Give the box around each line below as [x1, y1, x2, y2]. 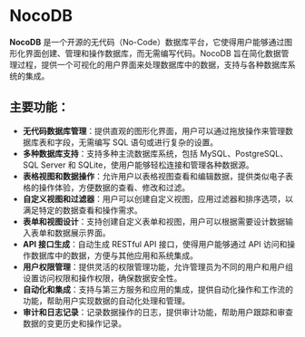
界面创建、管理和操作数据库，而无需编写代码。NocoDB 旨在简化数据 [25, 47, 281, 59]
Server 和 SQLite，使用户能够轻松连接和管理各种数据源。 [40, 159, 254, 170]
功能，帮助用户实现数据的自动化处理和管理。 [22, 295, 191, 306]
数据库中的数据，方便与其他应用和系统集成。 [30, 250, 198, 261]
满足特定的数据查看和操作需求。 [22, 205, 143, 216]
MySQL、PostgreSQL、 [199, 148, 289, 159]
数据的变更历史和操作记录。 [22, 318, 127, 329]
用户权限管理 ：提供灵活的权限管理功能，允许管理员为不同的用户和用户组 [22, 261, 293, 272]
